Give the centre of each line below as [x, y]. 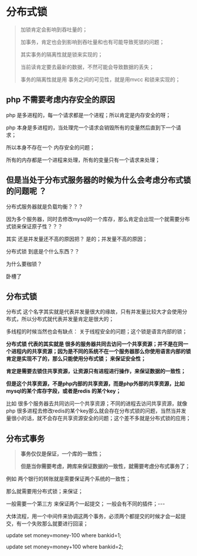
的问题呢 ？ [26, 191]
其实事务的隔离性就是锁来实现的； [62, 54]
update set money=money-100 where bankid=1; [64, 535]
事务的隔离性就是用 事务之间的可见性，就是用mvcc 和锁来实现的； [100, 79]
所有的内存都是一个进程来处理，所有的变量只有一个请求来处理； [83, 160]
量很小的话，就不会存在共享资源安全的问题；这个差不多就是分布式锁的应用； [98, 418]
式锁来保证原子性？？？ [34, 226]
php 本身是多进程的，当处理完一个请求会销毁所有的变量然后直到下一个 [91, 128]
